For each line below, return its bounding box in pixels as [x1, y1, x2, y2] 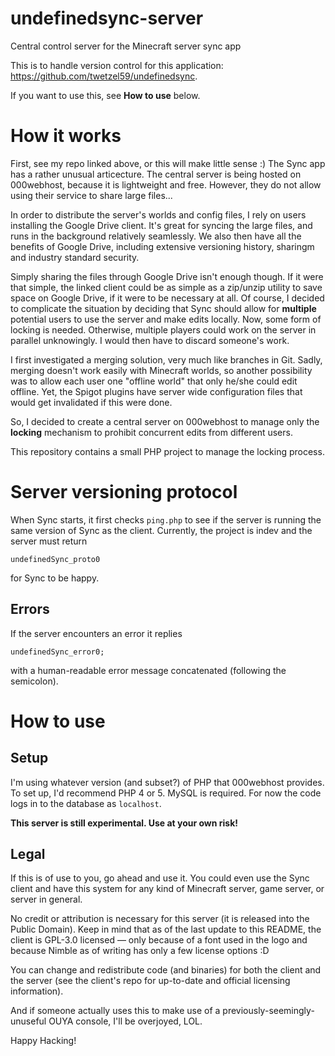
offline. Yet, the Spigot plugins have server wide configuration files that [10, 385, 303, 397]
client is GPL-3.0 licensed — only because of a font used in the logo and [10, 934, 308, 946]
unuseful [10, 1015, 47, 1027]
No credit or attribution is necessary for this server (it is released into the [10, 913, 310, 925]
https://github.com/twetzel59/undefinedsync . [10, 70, 198, 82]
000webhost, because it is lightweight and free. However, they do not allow [10, 178, 322, 191]
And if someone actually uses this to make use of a [10, 1005, 221, 1017]
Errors [10, 601, 50, 618]
